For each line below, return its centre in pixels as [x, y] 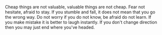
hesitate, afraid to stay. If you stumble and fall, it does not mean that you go [80, 12]
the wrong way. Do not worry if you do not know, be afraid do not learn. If [78, 17]
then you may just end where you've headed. [50, 27]
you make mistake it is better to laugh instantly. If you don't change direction [81, 22]
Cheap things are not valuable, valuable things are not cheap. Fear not [75, 7]
